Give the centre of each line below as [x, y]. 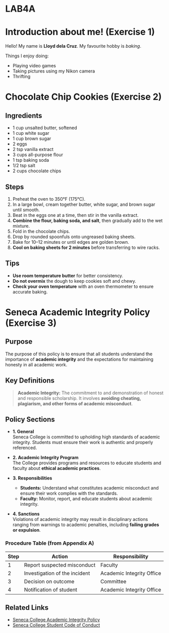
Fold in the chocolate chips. [41, 231]
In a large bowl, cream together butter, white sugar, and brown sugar [84, 204]
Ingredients [24, 115]
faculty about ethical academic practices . [57, 468]
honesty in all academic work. [36, 364]
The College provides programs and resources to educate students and [87, 463]
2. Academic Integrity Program [45, 458]
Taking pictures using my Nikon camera [54, 71]
